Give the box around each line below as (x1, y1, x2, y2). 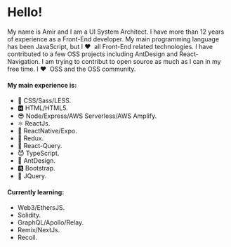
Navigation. (7, 57, 41, 65)
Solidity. (17, 211, 41, 220)
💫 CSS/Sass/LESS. (17, 96, 72, 105)
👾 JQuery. (17, 172, 47, 180)
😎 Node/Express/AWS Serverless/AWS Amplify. (17, 112, 157, 120)
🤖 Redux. (17, 134, 44, 142)
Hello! (7, 4, 43, 20)
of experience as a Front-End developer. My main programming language (7, 34, 220, 43)
